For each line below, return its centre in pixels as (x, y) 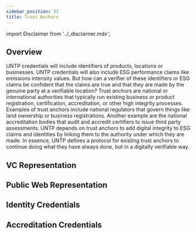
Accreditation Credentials (54, 225)
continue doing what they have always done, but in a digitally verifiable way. (98, 147)
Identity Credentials (43, 205)
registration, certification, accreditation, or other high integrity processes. (94, 104)
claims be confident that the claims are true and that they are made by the (95, 85)
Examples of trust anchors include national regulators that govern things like (98, 109)
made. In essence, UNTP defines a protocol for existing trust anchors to (93, 140)
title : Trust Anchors (32, 17)
